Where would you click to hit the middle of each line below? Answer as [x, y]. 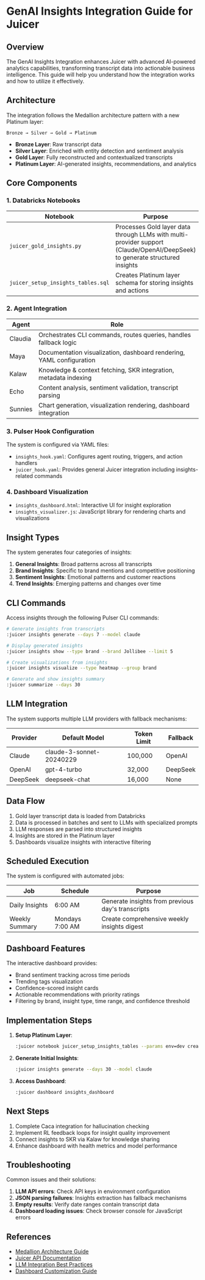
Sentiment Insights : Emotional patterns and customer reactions [95, 577]
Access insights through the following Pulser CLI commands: [83, 618]
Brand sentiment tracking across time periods [72, 975]
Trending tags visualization [49, 982]
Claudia [20, 338]
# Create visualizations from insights [57, 662]
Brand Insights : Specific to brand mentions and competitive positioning [105, 570]
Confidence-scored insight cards [57, 988]
